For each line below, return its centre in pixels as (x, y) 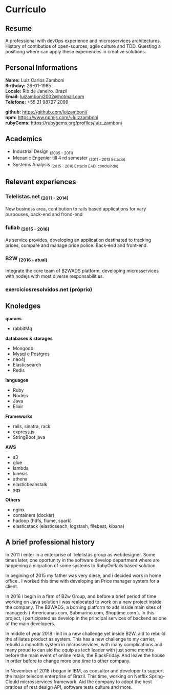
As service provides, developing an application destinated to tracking (78, 240)
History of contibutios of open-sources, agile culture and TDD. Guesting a (83, 46)
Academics (24, 139)
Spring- (157, 676)
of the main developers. (30, 623)
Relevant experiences (41, 182)
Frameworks (19, 416)
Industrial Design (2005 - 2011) (43, 152)
